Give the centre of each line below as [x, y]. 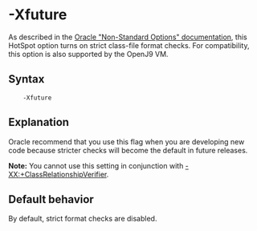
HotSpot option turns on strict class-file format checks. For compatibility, [129, 45]
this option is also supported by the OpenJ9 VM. [88, 54]
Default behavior [51, 199]
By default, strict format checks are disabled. [83, 219]
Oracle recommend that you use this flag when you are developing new [126, 141]
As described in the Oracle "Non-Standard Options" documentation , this [128, 37]
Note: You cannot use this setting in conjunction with [96, 165]
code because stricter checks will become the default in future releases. [128, 150]
